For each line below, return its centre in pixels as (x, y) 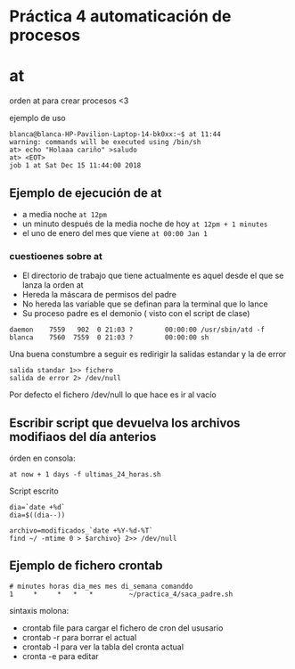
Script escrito (34, 491)
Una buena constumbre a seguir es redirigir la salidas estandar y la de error (148, 355)
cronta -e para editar (61, 656)
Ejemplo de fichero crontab (86, 566)
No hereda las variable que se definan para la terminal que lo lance (145, 304)
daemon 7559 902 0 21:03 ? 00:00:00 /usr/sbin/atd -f (137, 330)
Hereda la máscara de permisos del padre (99, 295)
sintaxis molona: (39, 610)
